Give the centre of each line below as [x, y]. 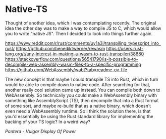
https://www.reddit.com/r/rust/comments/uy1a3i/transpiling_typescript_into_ [83, 43]
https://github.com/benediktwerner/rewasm [60, 48]
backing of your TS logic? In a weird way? [48, 122]
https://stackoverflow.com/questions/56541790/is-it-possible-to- [72, 59]
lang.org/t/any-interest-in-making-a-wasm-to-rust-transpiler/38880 [75, 54]
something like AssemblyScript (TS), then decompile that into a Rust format [82, 100]
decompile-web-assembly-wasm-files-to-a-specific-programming [73, 64]
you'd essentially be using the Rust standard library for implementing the [79, 116]
